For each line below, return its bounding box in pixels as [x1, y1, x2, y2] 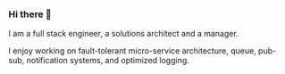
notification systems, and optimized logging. [26, 55, 189, 66]
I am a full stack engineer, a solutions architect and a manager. [8, 29, 239, 39]
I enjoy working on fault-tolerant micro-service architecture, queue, [8, 45, 256, 56]
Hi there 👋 [8, 8, 53, 21]
